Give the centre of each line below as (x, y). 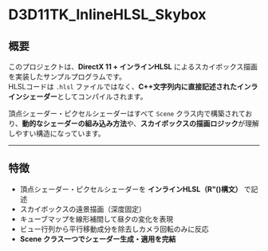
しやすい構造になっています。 (57, 133)
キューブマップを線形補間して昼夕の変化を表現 (97, 219)
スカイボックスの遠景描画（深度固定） (83, 209)
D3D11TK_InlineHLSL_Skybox (107, 15)
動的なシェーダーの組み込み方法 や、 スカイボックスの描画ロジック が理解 (140, 124)
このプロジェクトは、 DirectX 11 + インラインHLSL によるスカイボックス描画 (133, 67)
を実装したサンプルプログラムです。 (67, 76)
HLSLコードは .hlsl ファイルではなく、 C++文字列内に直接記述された (123, 86)
